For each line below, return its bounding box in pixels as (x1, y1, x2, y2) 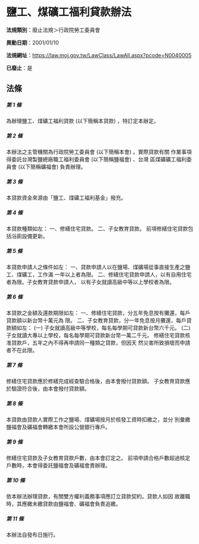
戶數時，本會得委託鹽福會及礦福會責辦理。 (6, 462, 111, 469)
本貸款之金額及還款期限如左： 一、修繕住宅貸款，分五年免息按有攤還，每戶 (6, 310, 191, 317)
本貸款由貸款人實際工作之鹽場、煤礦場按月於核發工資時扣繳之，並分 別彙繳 (6, 416, 191, 424)
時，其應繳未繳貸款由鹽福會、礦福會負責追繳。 (6, 500, 121, 508)
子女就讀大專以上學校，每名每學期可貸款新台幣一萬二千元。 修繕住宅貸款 (6, 332, 185, 339)
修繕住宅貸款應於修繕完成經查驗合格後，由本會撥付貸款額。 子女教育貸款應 (6, 378, 191, 385)
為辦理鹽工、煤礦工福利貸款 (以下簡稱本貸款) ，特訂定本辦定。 (6, 118, 160, 125)
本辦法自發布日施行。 (6, 531, 58, 538)
